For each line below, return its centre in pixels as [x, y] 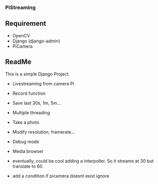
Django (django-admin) [36, 41]
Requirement [26, 24]
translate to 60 [27, 166]
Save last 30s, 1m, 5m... [37, 103]
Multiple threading [31, 112]
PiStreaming [20, 7]
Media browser [28, 151]
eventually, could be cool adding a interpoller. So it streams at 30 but [83, 161]
